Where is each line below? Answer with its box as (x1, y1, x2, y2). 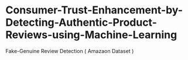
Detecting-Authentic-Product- (5, 16, 158, 29)
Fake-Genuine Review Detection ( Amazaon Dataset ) (5, 47, 134, 54)
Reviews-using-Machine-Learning (5, 29, 177, 41)
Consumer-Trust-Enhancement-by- (5, 3, 183, 17)
